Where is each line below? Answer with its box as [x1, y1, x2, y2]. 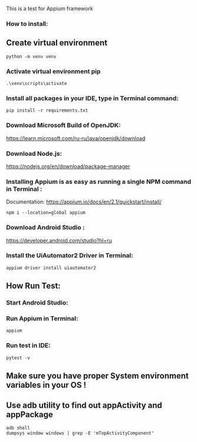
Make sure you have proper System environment [6, 371, 189, 381]
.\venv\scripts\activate [6, 81, 67, 87]
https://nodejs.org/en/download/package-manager [6, 162, 130, 170]
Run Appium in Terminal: [6, 315, 78, 323]
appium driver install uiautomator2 [6, 265, 96, 271]
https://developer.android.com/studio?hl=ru [6, 237, 112, 244]
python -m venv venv [6, 53, 57, 60]
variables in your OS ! [6, 380, 87, 390]
